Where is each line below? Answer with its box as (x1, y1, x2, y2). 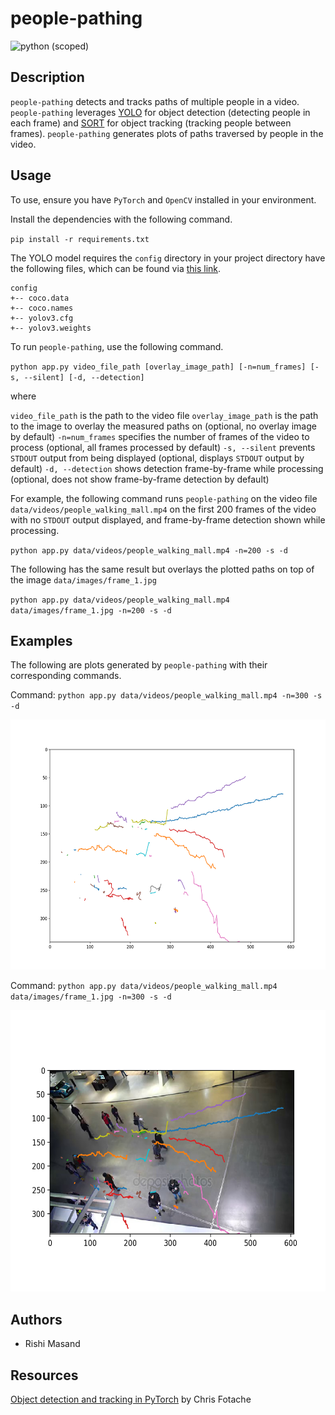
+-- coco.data (10, 293, 70, 303)
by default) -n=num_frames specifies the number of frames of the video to (10, 430, 310, 442)
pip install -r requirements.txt (10, 234, 150, 244)
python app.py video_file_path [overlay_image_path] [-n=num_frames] (10, 362, 307, 372)
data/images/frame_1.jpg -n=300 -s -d (10, 992, 172, 1002)
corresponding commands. (10, 670, 122, 682)
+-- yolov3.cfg (10, 313, 74, 323)
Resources (10, 1367, 79, 1384)
